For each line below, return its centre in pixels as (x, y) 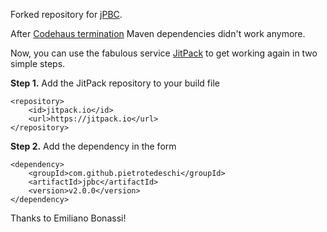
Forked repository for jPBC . (66, 14)
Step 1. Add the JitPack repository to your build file (115, 83)
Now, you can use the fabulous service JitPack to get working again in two (164, 53)
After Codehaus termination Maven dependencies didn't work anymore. (158, 33)
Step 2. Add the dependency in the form (93, 146)
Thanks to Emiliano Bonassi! (68, 218)
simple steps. (38, 63)
